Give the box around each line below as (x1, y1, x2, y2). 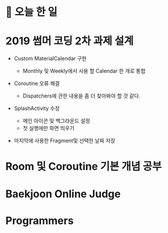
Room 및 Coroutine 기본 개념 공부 (5, 160, 162, 173)
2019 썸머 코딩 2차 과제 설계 (5, 35, 134, 48)
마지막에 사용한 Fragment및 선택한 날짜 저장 (13, 137, 115, 144)
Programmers (5, 214, 74, 227)
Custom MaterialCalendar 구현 (13, 55, 87, 62)
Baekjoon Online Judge (5, 187, 121, 200)
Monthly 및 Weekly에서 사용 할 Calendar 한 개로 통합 (22, 67, 146, 75)
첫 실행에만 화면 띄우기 (22, 124, 75, 132)
